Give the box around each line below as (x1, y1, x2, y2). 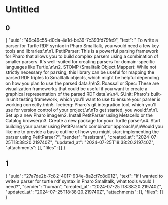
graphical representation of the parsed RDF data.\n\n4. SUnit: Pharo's (5, 91, 150, 97)
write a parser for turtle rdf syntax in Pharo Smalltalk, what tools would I (5, 178, 154, 184)
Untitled (5, 4, 40, 15)
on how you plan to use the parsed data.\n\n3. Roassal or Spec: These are (5, 80, 159, 86)
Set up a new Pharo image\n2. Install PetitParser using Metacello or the (5, 112, 153, 118)
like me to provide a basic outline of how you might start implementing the (5, 129, 159, 135)
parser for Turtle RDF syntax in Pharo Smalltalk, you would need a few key (5, 43, 159, 49)
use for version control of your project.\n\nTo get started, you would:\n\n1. (5, 107, 159, 113)
